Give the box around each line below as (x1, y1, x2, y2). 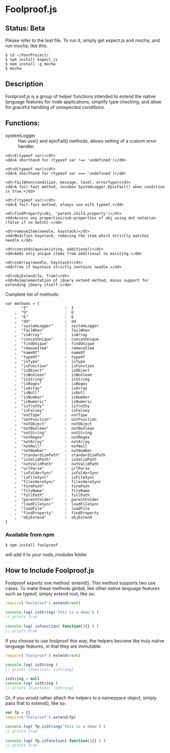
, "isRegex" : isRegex (14, 381, 88, 386)
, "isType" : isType (14, 359, 86, 364)
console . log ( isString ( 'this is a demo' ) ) (5, 609, 99, 615)
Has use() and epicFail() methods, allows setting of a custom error (18, 137, 157, 144)
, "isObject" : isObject (14, 368, 90, 373)
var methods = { (5, 301, 40, 306)
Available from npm (5, 531, 55, 538)
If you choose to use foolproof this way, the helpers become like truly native (5, 637, 164, 644)
